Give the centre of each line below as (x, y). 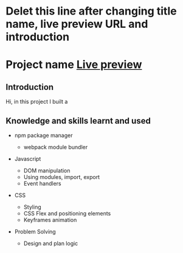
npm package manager (43, 135)
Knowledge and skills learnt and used (78, 120)
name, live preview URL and (77, 24)
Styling (33, 207)
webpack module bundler (56, 147)
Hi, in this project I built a (37, 102)
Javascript (28, 159)
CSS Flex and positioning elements (67, 213)
